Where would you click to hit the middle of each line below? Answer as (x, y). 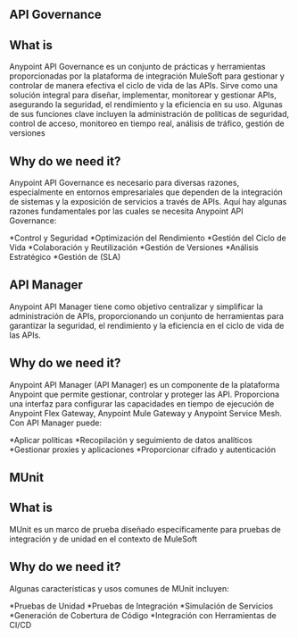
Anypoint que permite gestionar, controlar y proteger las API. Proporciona (144, 394)
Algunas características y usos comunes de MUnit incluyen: (119, 588)
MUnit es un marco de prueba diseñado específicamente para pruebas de (145, 529)
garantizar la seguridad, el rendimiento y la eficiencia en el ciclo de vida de (147, 325)
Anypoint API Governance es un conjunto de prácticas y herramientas (137, 67)
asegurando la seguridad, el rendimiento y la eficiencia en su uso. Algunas (146, 105)
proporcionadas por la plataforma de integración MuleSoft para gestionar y (147, 76)
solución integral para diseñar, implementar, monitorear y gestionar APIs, (143, 95)
